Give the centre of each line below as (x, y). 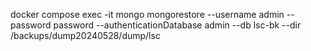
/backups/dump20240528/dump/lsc (85, 35)
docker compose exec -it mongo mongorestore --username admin (147, 14)
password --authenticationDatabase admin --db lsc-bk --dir (177, 25)
